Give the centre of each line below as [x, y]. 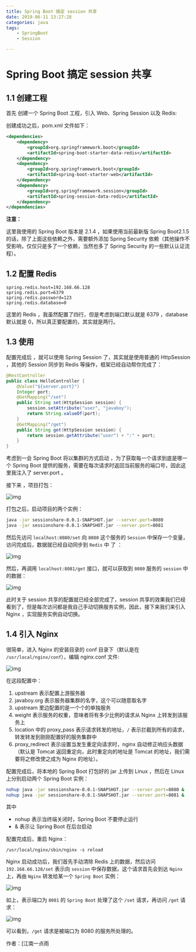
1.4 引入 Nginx [32, 634]
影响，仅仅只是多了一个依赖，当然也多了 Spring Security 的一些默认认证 [98, 246]
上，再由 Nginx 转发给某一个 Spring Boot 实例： [63, 876]
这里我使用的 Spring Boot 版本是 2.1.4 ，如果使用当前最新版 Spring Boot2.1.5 [98, 232]
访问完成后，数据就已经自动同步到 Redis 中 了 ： [64, 544]
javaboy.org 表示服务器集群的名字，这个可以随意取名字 [81, 700]
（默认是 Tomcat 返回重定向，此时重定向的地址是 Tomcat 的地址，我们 [99, 751]
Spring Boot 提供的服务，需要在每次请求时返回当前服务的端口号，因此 [97, 465]
